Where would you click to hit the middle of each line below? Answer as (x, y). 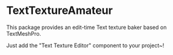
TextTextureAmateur (60, 11)
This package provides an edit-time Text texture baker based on (86, 27)
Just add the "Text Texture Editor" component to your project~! (85, 45)
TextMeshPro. (24, 33)
